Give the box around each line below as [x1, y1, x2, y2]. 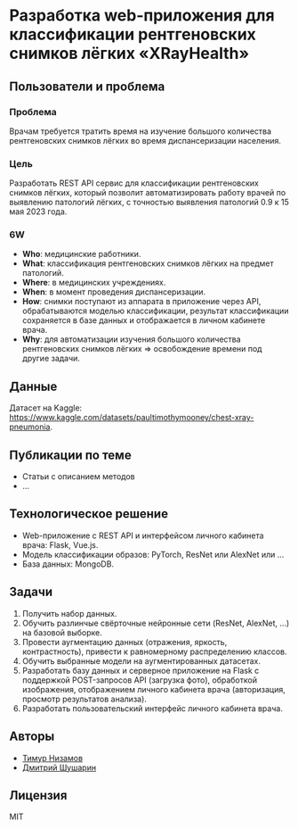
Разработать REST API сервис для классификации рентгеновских [9, 178, 260, 188]
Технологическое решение [9, 506, 169, 522]
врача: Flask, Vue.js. [21, 539, 99, 550]
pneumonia [9, 421, 51, 433]
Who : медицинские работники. [21, 249, 141, 260]
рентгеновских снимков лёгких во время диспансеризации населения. [9, 135, 282, 145]
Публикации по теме [9, 447, 132, 462]
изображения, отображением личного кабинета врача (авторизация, [21, 684, 286, 694]
